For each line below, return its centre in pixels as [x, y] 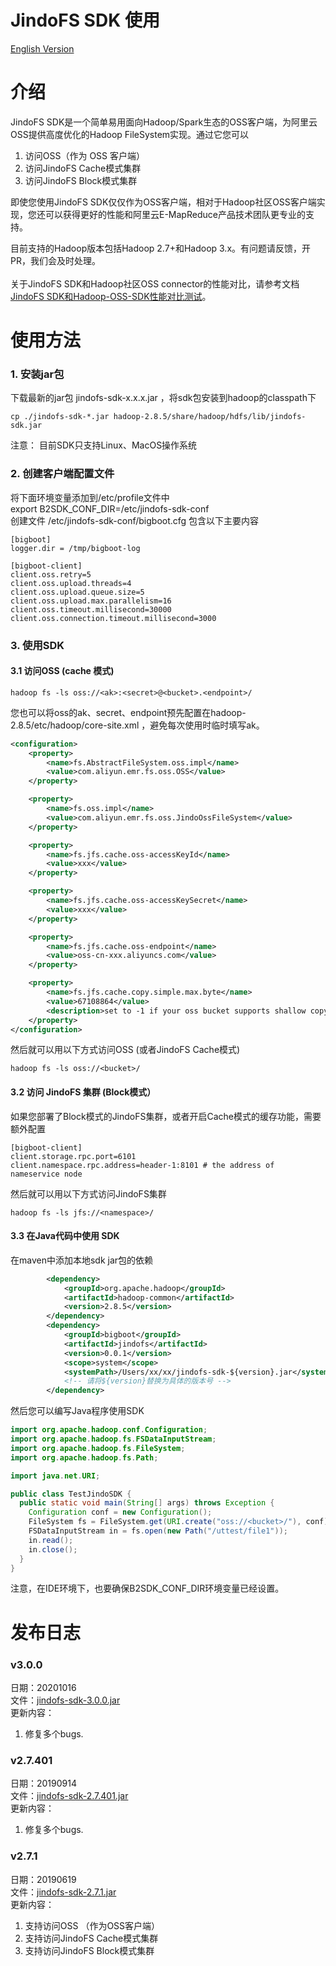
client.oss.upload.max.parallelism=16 [91, 601]
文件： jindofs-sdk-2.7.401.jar [69, 1796]
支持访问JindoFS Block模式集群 [89, 1950]
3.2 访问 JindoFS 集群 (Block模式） [83, 1092]
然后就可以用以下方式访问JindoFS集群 [88, 1193]
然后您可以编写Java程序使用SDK [77, 1411]
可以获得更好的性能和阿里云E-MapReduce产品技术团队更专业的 [175, 214]
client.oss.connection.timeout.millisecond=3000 [113, 618]
